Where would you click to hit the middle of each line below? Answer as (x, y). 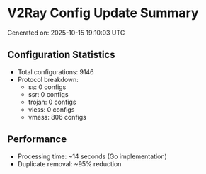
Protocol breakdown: (48, 79)
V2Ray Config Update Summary (103, 13)
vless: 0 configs (51, 109)
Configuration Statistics (61, 55)
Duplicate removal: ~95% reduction (69, 163)
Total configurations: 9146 (56, 71)
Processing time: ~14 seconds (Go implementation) (92, 156)
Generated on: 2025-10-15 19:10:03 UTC (66, 33)
